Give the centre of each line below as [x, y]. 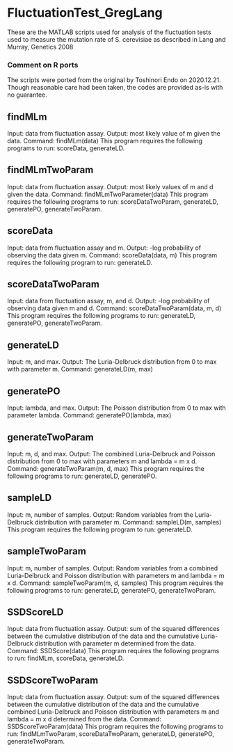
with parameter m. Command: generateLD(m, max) [80, 369]
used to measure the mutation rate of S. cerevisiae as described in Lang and [116, 39]
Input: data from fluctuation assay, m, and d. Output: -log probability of [109, 301]
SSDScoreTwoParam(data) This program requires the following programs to [115, 727]
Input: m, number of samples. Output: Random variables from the [100, 514]
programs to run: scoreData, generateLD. [66, 148]
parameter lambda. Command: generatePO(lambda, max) [89, 415]
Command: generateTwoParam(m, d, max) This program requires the [106, 468]
